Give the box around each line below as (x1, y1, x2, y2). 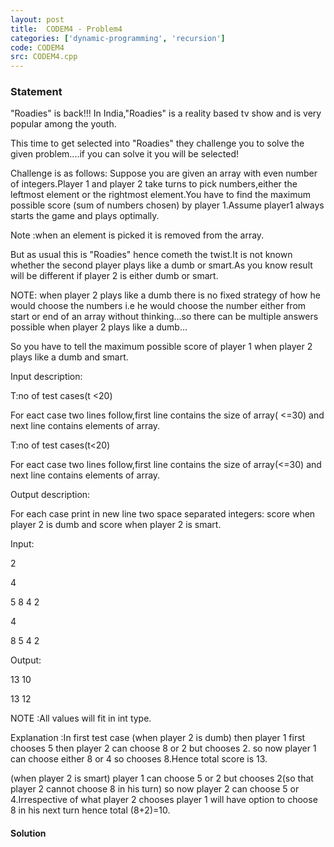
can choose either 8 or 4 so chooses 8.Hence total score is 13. (10, 753, 268, 765)
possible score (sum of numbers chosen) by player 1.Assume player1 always (10, 199, 325, 211)
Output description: (10, 489, 91, 501)
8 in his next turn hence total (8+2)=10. (10, 804, 171, 816)
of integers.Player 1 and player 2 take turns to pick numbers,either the (10, 178, 298, 190)
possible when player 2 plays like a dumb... (10, 321, 188, 333)
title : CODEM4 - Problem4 (10, 24, 123, 34)
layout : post (10, 14, 65, 25)
